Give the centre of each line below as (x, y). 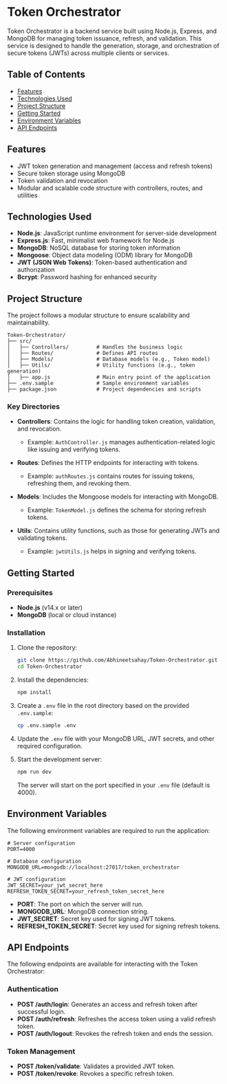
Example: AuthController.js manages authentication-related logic (121, 442)
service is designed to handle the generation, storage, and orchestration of (113, 45)
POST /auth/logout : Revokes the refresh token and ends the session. (115, 1033)
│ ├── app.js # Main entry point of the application (109, 378)
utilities (27, 195)
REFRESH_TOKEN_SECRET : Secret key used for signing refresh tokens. (119, 926)
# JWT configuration (37, 879)
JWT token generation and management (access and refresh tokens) (115, 166)
